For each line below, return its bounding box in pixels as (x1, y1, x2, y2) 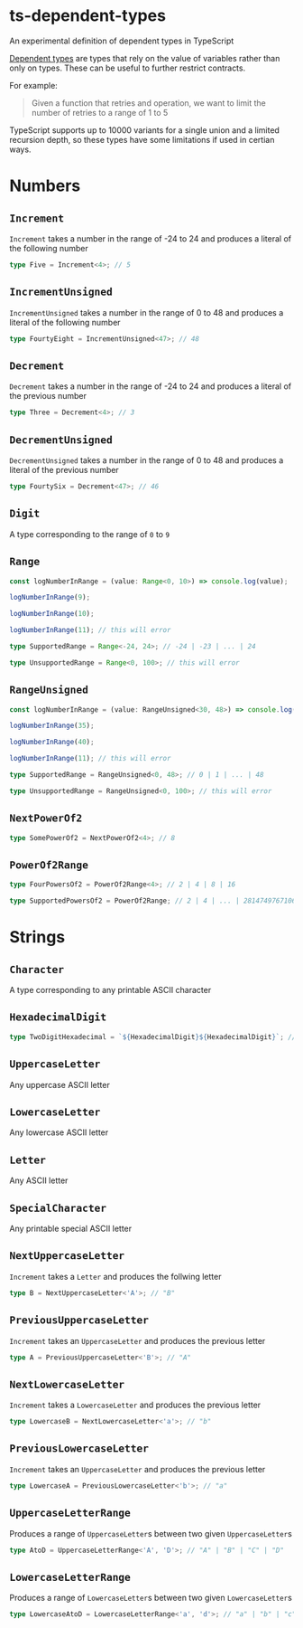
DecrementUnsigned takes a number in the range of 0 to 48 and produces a (9, 455, 284, 466)
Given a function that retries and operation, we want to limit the (31, 97, 266, 109)
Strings (9, 927, 66, 948)
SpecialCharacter (9, 1201, 106, 1215)
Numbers (9, 175, 81, 196)
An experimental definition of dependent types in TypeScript (9, 35, 234, 46)
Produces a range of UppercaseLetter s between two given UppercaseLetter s (9, 1528, 293, 1538)
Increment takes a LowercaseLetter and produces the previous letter (9, 1399, 262, 1411)
